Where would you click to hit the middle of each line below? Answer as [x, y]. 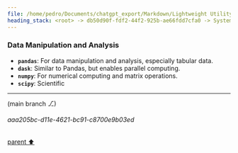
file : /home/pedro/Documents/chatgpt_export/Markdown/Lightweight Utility [120, 14]
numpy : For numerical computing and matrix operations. [98, 76]
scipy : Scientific [41, 83]
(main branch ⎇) [32, 103]
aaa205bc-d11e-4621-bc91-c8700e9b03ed [71, 120]
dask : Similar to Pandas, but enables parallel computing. [99, 68]
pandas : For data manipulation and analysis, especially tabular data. [115, 60]
